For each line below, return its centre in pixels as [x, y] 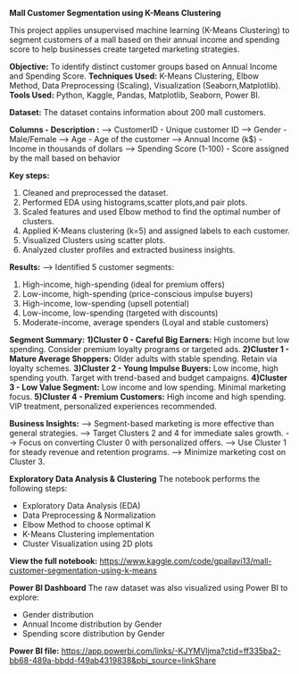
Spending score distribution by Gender [93, 633]
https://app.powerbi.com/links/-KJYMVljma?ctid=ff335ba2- [171, 651]
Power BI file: [34, 651]
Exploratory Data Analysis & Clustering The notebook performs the [135, 479]
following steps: [38, 488]
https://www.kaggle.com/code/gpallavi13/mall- [186, 561]
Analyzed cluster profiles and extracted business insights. [129, 250]
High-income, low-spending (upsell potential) [106, 303]
